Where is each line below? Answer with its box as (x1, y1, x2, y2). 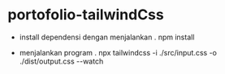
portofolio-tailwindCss (7, 6, 164, 24)
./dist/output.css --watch (19, 56, 104, 66)
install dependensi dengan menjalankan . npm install (19, 32, 195, 42)
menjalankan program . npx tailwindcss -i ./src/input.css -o (19, 47, 217, 57)
